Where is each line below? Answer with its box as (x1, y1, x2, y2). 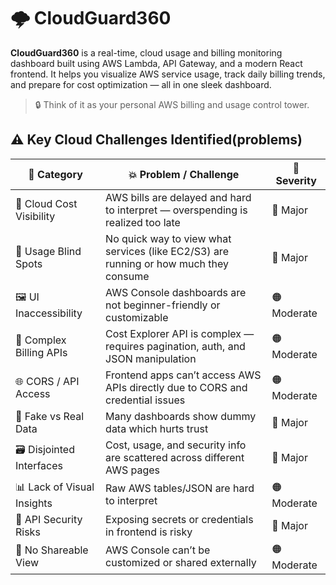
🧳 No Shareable (15, 543, 89, 557)
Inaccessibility (15, 306, 83, 320)
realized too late (105, 215, 181, 229)
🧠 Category (28, 167, 83, 181)
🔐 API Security (15, 512, 83, 526)
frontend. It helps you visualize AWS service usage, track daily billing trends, (10, 68, 326, 80)
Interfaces (15, 459, 63, 473)
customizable (105, 310, 169, 324)
